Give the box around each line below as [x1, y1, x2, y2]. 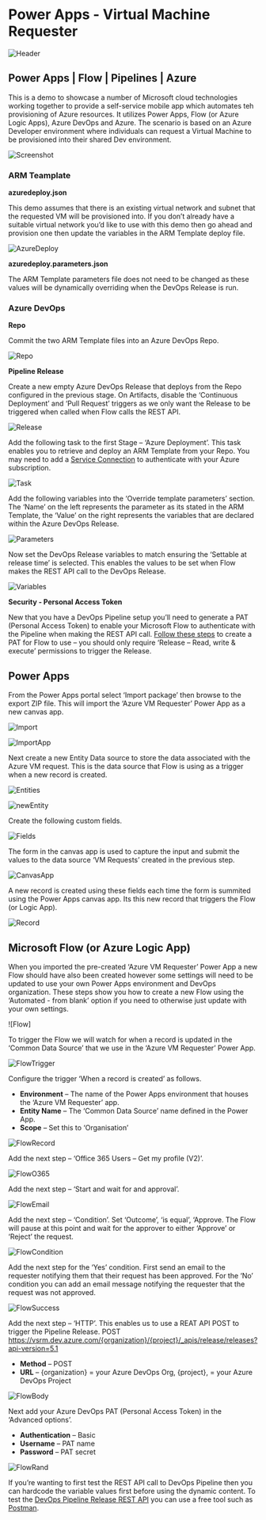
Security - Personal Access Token [8, 597, 123, 607]
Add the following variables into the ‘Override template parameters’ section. [8, 493, 256, 504]
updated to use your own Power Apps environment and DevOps [8, 978, 216, 988]
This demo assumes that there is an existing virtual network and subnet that [8, 204, 256, 213]
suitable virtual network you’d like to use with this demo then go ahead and [8, 220, 253, 230]
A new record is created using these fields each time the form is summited [8, 886, 251, 896]
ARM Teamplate [8, 170, 71, 181]
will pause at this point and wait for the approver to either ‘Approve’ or [8, 1223, 236, 1232]
